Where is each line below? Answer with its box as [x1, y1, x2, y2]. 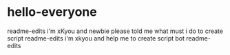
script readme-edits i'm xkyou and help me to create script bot [7, 34, 185, 42]
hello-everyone [7, 4, 98, 20]
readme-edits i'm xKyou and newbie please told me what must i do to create [7, 27, 224, 35]
